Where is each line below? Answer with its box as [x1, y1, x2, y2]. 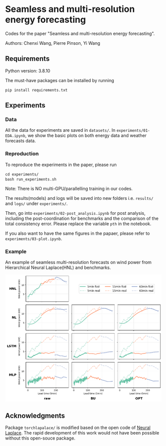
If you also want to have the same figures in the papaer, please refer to [5, 230, 150, 236]
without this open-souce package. [5, 435, 76, 441]
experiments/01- [116, 128, 150, 133]
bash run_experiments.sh [5, 177, 57, 182]
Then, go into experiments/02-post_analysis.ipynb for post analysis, [5, 210, 146, 216]
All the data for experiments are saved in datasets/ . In [5, 127, 116, 133]
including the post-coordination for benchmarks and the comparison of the [5, 215, 159, 221]
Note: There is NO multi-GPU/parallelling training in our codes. [5, 185, 133, 191]
